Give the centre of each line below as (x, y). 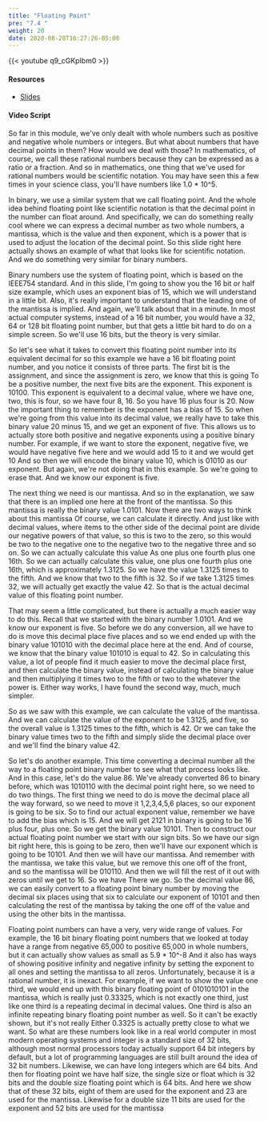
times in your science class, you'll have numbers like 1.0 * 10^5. (113, 184)
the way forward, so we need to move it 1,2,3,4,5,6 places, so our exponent (132, 803)
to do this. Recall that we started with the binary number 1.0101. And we (126, 619)
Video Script (30, 115)
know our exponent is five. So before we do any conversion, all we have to (131, 627)
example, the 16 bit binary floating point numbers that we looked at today (128, 938)
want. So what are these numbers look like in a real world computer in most (132, 1031)
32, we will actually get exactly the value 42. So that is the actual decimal (129, 586)
